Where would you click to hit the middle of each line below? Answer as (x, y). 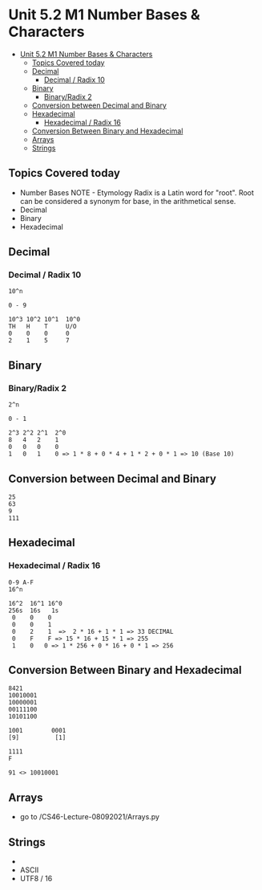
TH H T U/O (43, 327)
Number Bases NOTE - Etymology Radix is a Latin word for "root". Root (137, 192)
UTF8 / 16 (36, 879)
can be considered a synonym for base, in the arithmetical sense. (128, 201)
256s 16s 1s (34, 610)
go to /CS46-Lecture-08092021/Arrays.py (90, 817)
